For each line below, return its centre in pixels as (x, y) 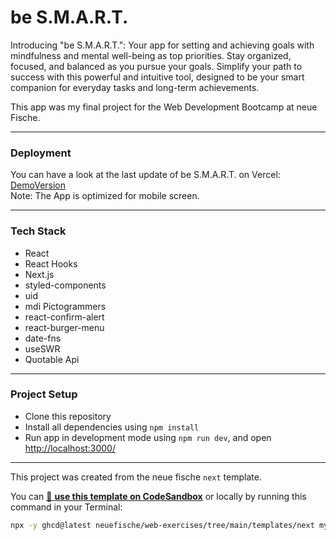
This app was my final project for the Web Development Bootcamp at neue (164, 107)
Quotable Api (52, 359)
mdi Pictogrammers (65, 306)
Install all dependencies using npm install (112, 427)
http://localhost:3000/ (70, 448)
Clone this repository (68, 416)
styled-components (65, 285)
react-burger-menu (64, 327)
